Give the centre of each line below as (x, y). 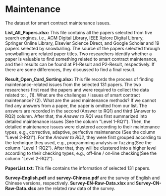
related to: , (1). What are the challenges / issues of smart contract (73, 95)
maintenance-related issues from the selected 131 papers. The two (73, 84)
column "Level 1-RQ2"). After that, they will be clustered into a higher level (81, 148)
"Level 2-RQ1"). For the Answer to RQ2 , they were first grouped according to (83, 137)
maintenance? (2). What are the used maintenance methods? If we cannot (81, 100)
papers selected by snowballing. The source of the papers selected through (83, 48)
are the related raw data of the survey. (76, 188)
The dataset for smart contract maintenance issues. (58, 23)
